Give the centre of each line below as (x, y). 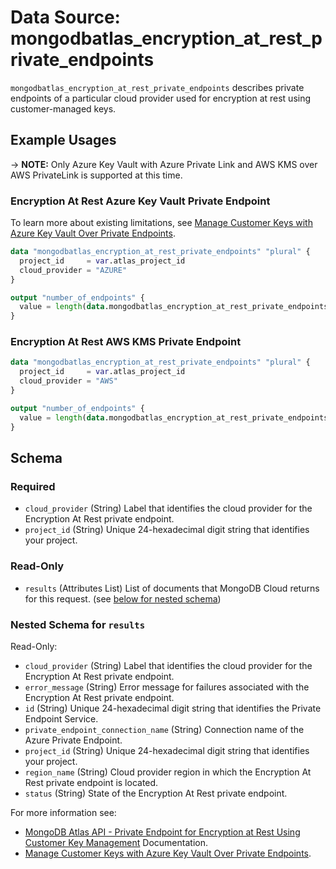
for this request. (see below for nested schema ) (123, 598)
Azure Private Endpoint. (73, 740)
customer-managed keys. (63, 108)
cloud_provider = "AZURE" (73, 270)
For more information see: (63, 812)
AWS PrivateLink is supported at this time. (96, 175)
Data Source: (65, 17)
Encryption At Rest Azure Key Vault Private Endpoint (140, 201)
